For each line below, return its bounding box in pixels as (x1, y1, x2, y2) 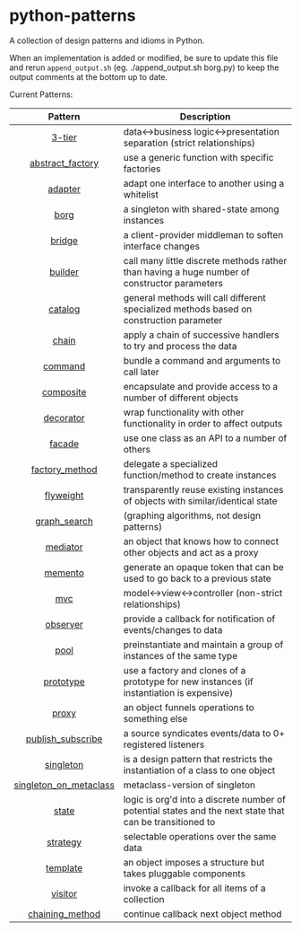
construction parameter (123, 313, 223, 326)
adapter (47, 182, 81, 195)
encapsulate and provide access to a (123, 380, 279, 392)
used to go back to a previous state (123, 572, 271, 585)
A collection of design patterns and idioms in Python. (9, 35, 205, 46)
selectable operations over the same (123, 830, 277, 842)
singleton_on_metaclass (13, 778, 115, 791)
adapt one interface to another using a (123, 177, 285, 189)
